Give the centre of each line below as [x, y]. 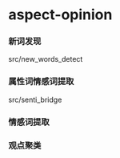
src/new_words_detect [46, 59]
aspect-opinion [60, 15]
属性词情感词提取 [41, 82]
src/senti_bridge [35, 99]
